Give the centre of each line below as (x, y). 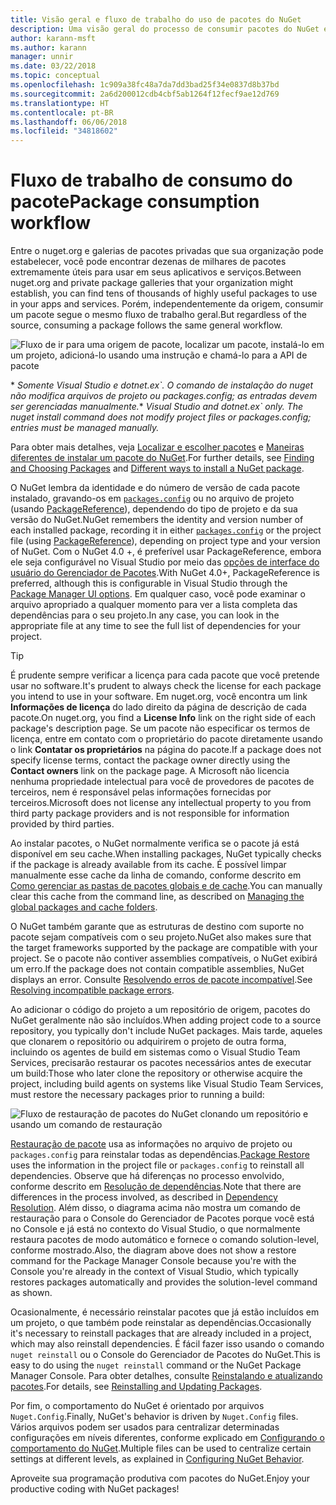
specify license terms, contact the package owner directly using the (150, 760)
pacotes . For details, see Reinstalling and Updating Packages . (136, 1387)
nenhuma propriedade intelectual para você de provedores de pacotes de (162, 782)
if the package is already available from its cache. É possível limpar (148, 865)
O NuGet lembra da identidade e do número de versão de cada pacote (155, 488)
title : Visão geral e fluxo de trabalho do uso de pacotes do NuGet (156, 19)
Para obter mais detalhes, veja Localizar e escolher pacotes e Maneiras (157, 447)
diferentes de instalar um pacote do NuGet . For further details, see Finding (162, 458)
